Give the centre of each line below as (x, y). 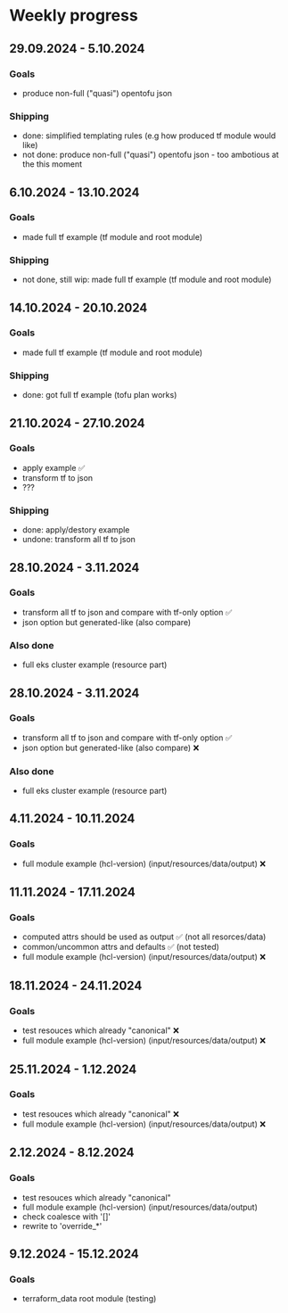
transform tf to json (58, 477)
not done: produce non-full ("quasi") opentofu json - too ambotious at (150, 155)
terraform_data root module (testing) (89, 1299)
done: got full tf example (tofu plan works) (99, 395)
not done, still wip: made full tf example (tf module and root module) (147, 280)
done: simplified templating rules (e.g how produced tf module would (149, 136)
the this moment (52, 164)
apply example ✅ (53, 467)
